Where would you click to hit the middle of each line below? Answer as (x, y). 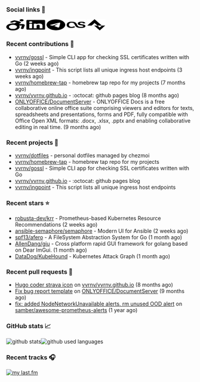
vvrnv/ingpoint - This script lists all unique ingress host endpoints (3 (99, 70)
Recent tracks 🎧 (31, 357)
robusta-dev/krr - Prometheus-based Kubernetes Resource (88, 218)
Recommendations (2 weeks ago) (56, 225)
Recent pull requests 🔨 (40, 272)
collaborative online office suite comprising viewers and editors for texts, (104, 108)
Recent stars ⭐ (28, 203)
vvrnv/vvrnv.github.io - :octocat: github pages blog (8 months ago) (97, 95)
